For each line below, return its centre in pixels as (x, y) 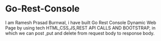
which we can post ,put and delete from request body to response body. (80, 33)
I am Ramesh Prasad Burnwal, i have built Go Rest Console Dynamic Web (81, 22)
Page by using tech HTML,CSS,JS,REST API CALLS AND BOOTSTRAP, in (80, 27)
